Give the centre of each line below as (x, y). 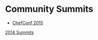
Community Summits (49, 9)
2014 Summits (20, 32)
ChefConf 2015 (28, 23)
